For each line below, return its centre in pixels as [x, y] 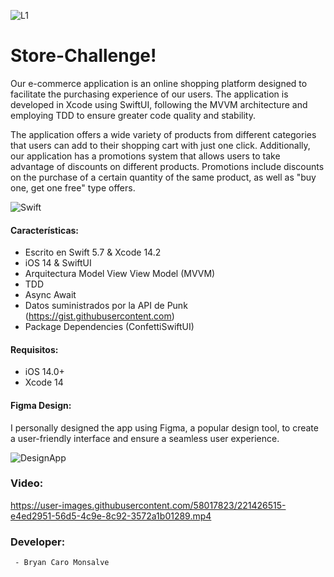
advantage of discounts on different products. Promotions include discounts [167, 166]
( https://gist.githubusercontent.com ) [99, 316]
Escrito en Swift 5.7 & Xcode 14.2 [93, 252]
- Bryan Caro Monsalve [62, 563]
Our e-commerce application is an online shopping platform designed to [159, 83]
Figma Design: [41, 405]
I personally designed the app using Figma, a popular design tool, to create [164, 427]
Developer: [38, 542]
